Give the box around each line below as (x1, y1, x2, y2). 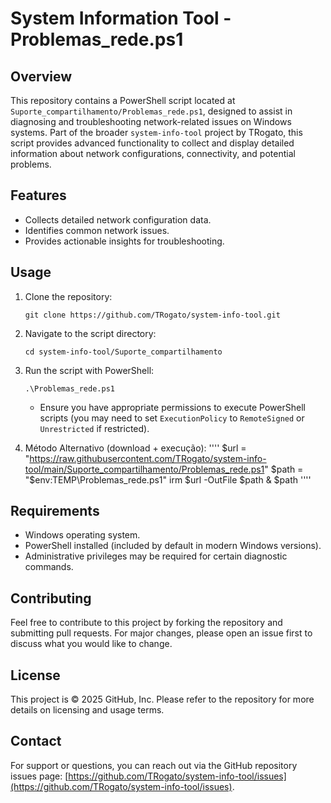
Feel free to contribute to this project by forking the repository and (10, 617, 283, 629)
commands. (24, 561, 74, 573)
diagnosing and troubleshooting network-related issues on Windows (10, 116, 292, 127)
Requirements (10, 503, 100, 520)
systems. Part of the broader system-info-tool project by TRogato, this (10, 127, 303, 138)
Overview (10, 68, 73, 85)
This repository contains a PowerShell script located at (10, 95, 236, 106)
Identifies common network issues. (24, 224, 170, 236)
